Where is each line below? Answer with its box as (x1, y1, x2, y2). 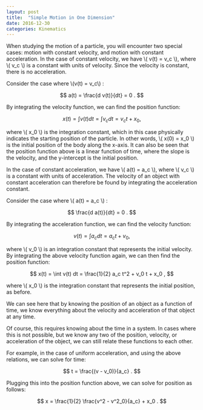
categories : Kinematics (6, 25, 67, 32)
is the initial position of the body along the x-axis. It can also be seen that (6, 141, 189, 149)
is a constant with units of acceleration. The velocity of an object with (6, 172, 180, 180)
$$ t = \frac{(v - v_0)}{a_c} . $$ (62, 368, 141, 375)
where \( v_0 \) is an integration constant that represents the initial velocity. (6, 245, 193, 252)
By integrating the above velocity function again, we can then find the (6, 252, 180, 259)
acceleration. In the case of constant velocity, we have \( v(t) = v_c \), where (6, 55, 196, 62)
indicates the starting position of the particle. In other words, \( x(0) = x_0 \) (6, 135, 195, 143)
